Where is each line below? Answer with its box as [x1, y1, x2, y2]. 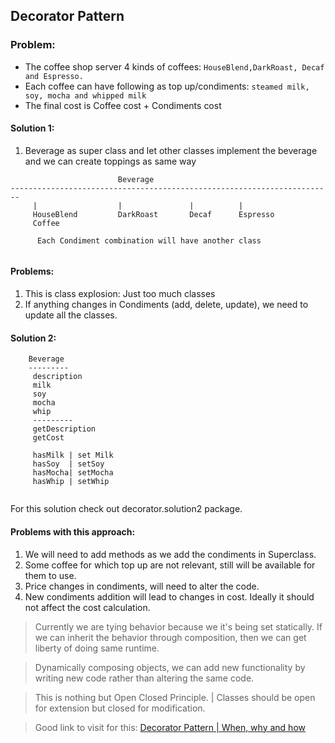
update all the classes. [24, 309, 118, 321]
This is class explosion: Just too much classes [24, 288, 216, 300]
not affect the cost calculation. [24, 601, 151, 613]
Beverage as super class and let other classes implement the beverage [24, 144, 318, 156]
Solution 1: [10, 122, 55, 134]
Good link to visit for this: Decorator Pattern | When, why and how [34, 721, 306, 733]
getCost [32, 433, 65, 443]
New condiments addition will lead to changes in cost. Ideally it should [24, 590, 315, 603]
